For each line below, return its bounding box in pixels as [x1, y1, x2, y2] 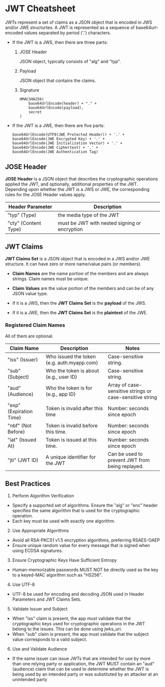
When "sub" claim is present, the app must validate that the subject [12, 631, 149, 637]
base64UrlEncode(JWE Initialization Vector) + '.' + [12, 141, 123, 145]
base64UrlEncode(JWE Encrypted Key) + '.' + [12, 136, 105, 141]
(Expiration [7, 408, 33, 415]
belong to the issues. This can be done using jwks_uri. [12, 626, 122, 632]
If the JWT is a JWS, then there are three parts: [12, 39, 108, 45]
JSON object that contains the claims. [19, 77, 96, 83]
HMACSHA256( [19, 97, 44, 102]
